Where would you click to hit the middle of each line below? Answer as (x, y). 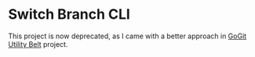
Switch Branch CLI (69, 14)
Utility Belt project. (38, 44)
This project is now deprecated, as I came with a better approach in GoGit (127, 36)
